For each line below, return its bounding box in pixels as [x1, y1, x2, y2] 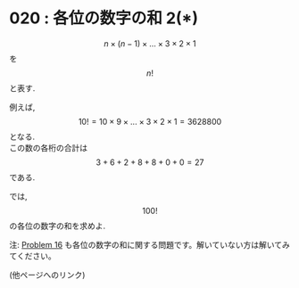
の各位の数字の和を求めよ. [9, 220, 106, 231]
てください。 [9, 251, 56, 261]
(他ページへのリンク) [9, 269, 86, 280]
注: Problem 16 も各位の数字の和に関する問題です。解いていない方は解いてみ [9, 239, 290, 250]
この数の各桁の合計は [9, 142, 87, 152]
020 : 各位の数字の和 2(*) [9, 8, 199, 29]
